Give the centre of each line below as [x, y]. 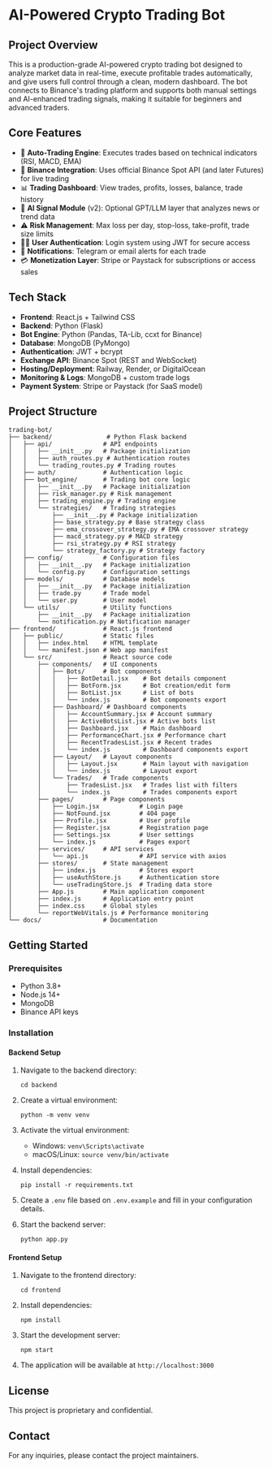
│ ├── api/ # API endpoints [83, 444]
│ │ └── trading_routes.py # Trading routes [92, 466]
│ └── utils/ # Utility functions [91, 608]
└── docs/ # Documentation [83, 920]
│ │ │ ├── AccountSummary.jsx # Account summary [110, 715]
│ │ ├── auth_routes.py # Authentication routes [99, 459]
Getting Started [48, 945]
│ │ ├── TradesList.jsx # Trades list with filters [123, 785]
